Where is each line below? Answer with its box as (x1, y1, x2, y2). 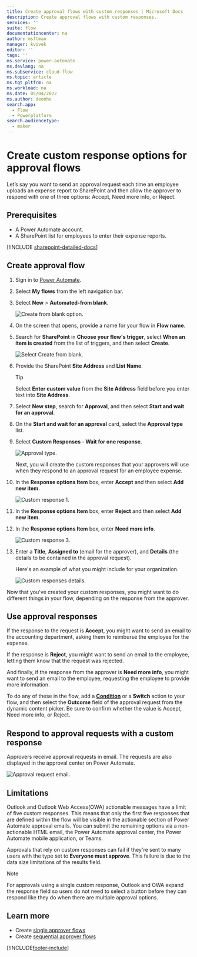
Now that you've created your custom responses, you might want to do (6, 588, 179, 595)
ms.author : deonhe (6, 96, 52, 102)
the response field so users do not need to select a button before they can (6, 888, 187, 895)
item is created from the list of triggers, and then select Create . (15, 339, 170, 346)
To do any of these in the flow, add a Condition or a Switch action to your (6, 692, 185, 700)
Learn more (6, 911, 50, 921)
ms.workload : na (6, 85, 46, 91)
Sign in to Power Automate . (15, 276, 82, 283)
